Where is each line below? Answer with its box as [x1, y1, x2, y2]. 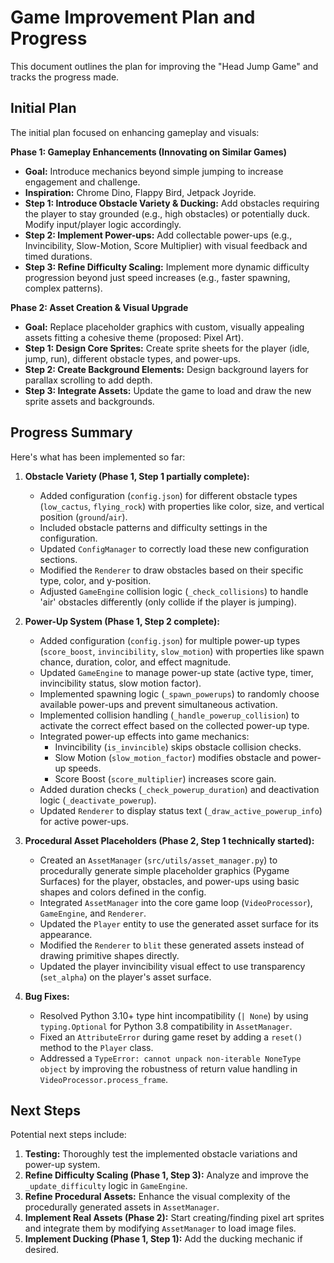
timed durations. [24, 250, 93, 262]
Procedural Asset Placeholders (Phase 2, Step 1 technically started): [24, 834, 315, 846]
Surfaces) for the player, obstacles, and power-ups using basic [39, 875, 300, 887]
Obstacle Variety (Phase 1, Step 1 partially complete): [24, 470, 250, 482]
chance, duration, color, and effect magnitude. [39, 656, 232, 668]
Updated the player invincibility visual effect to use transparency [39, 960, 306, 972]
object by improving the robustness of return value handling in [39, 1062, 298, 1075]
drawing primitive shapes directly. [39, 949, 180, 961]
